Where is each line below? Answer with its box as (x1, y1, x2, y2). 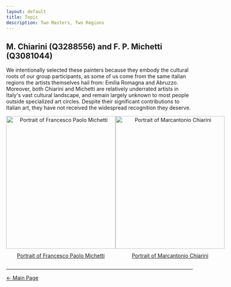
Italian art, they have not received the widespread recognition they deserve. (6, 104, 191, 111)
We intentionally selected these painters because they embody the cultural (6, 66, 189, 74)
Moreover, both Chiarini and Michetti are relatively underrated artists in (6, 85, 179, 92)
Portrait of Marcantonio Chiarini (131, 252, 208, 259)
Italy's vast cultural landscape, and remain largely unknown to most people (6, 92, 190, 99)
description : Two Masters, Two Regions (6, 20, 105, 25)
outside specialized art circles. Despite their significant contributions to (6, 98, 179, 105)
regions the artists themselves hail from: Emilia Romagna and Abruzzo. (6, 79, 179, 86)
